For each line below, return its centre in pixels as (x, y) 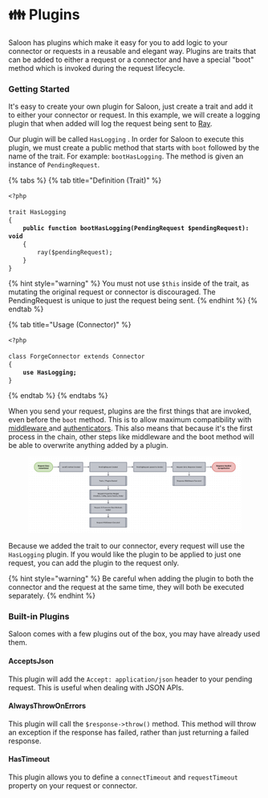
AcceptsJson (31, 661)
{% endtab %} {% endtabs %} (58, 396)
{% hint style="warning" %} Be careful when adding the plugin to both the (131, 578)
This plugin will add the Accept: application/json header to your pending (130, 679)
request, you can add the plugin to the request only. (94, 563)
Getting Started (39, 88)
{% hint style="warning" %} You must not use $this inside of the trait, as (129, 284)
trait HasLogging (37, 212)
